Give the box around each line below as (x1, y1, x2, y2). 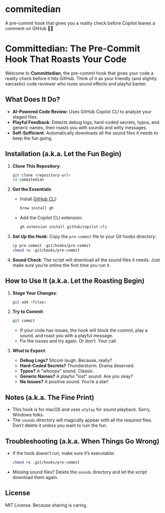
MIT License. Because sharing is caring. (5, 502, 88, 508)
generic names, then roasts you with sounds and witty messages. (12, 124, 148, 131)
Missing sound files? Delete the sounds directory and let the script (12, 469, 147, 475)
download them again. (12, 474, 58, 480)
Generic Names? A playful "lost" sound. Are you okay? (19, 373, 133, 379)
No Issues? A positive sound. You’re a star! (19, 379, 109, 385)
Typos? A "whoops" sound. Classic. (19, 368, 95, 374)
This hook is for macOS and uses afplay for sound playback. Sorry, (12, 406, 151, 412)
